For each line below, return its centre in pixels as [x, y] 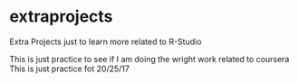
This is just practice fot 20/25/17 [69, 69]
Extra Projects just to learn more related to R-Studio [106, 41]
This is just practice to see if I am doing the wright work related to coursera [149, 59]
